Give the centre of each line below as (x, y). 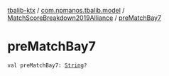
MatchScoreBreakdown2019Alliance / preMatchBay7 (84, 18)
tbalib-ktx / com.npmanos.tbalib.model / (66, 10)
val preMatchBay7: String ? (47, 65)
